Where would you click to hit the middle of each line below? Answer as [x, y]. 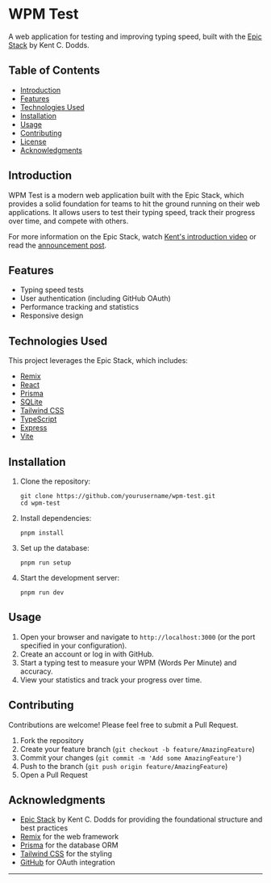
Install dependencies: [56, 518]
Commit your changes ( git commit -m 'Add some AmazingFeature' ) [131, 758]
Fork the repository [52, 740]
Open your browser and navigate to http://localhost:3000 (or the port [138, 636]
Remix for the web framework [69, 837]
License [33, 142]
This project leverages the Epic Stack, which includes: [98, 361]
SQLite [31, 402]
